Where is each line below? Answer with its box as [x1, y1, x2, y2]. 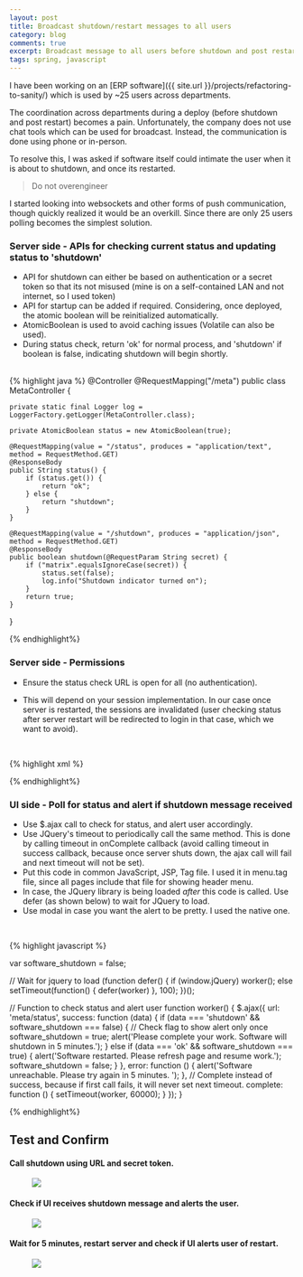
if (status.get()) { [25, 474, 103, 484]
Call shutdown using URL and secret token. [9, 1158, 174, 1169]
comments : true [9, 38, 67, 48]
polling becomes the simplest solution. [9, 218, 152, 228]
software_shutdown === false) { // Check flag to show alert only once [9, 1021, 269, 1032]
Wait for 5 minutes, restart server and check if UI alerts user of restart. [9, 1238, 280, 1249]
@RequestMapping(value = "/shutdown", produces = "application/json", [9, 530, 280, 539]
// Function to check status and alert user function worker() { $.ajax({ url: [9, 1002, 280, 1013]
